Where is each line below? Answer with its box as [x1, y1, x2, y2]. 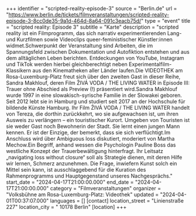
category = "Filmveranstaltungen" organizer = [50, 185, 161, 191]
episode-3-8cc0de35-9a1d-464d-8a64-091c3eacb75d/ [6, 18, 142, 24]
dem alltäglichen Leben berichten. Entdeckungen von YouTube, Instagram [6, 55, 184, 61]
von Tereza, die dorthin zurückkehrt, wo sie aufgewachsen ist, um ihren [6, 110, 179, 117]
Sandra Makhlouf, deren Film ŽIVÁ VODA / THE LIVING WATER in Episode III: [6, 79, 190, 86]
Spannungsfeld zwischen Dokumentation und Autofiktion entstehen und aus [6, 48, 190, 55]
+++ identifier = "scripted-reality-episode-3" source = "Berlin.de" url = [6, 5, 177, 12]
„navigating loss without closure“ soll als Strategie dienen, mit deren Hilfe [6, 154, 183, 161]
